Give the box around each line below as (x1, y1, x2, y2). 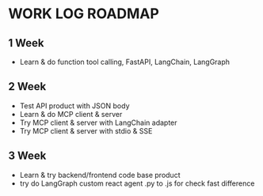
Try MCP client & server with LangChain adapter (19, 118, 177, 127)
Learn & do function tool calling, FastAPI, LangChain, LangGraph (19, 57, 231, 66)
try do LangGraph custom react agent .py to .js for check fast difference (19, 179, 255, 188)
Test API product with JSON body (19, 100, 130, 111)
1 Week (8, 36, 44, 50)
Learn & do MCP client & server (19, 109, 123, 119)
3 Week (8, 149, 47, 163)
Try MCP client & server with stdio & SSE (19, 126, 153, 135)
